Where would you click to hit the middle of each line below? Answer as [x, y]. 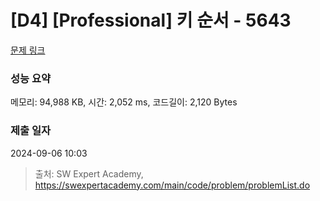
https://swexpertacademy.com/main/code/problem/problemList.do [172, 185]
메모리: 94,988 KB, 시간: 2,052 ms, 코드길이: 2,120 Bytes [124, 102]
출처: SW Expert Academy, [89, 173]
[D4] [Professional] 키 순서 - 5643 [151, 20]
